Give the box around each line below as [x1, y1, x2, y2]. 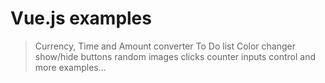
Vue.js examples [10, 7, 152, 30]
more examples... [34, 61, 107, 73]
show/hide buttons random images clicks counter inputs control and [34, 50, 317, 62]
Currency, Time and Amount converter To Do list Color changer [34, 40, 296, 52]
